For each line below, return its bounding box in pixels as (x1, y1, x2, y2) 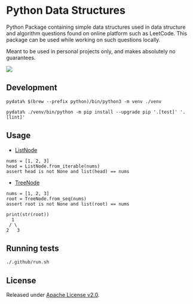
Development (6, 83, 58, 93)
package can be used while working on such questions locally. (6, 36, 161, 43)
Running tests (6, 243, 60, 253)
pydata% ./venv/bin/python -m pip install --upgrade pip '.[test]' (6, 109, 178, 115)
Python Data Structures (6, 4, 125, 17)
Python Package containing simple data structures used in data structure (6, 23, 186, 31)
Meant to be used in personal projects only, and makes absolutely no (6, 47, 176, 54)
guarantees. (6, 54, 36, 61)
